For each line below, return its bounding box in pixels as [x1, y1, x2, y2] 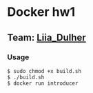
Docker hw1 [7, 4, 76, 20]
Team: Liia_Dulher [7, 32, 86, 43]
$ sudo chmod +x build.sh [7, 68, 81, 74]
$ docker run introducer [7, 80, 79, 87]
